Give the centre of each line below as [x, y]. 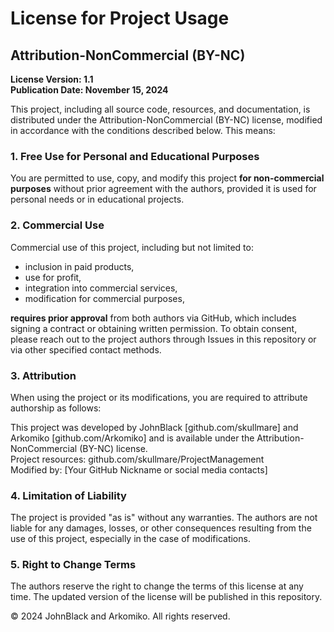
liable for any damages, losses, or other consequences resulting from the [161, 528]
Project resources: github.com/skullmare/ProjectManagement [137, 459]
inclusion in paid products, [79, 266]
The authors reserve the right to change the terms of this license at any [157, 586]
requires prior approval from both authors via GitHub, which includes [153, 318]
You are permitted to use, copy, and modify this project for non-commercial [167, 178]
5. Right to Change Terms [73, 565]
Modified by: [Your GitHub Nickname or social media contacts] [139, 469]
